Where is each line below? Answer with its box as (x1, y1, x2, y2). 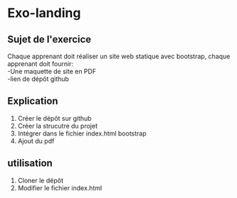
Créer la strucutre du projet (17, 121, 98, 130)
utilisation (7, 158, 53, 170)
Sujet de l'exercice (7, 33, 92, 45)
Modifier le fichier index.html (17, 183, 102, 192)
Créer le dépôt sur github (17, 114, 92, 122)
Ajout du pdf (17, 136, 55, 145)
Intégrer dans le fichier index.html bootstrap (17, 129, 147, 138)
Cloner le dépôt (17, 176, 64, 185)
